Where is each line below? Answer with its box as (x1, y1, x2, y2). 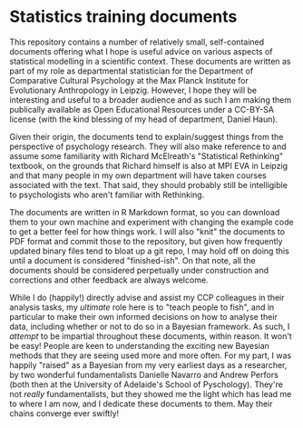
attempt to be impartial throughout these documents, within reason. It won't (9, 330, 292, 342)
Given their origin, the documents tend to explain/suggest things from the (9, 131, 284, 142)
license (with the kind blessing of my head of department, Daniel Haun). (9, 114, 279, 124)
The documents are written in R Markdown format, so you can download (9, 206, 280, 217)
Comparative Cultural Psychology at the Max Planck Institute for (9, 75, 249, 85)
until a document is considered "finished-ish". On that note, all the (9, 254, 256, 265)
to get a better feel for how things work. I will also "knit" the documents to (9, 225, 286, 237)
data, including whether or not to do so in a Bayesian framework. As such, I (9, 321, 290, 332)
